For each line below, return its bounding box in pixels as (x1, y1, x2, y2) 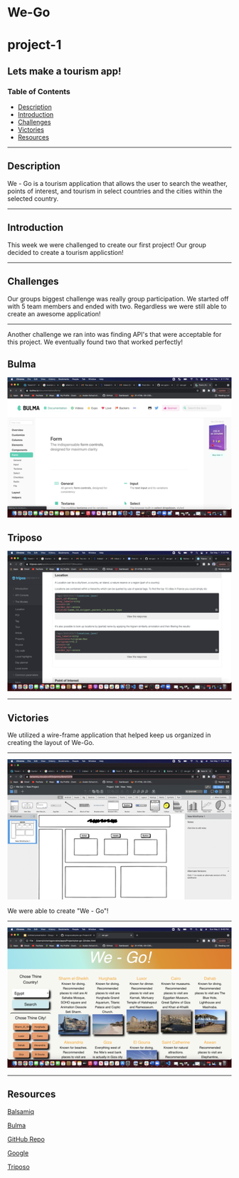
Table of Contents (7, 86, 71, 96)
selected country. (7, 194, 59, 203)
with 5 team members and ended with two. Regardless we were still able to (7, 302, 227, 311)
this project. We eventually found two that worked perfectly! (7, 338, 184, 346)
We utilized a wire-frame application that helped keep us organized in (7, 731, 211, 739)
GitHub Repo (7, 1135, 45, 1143)
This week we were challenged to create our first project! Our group (7, 240, 206, 249)
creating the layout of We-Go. (7, 738, 95, 746)
